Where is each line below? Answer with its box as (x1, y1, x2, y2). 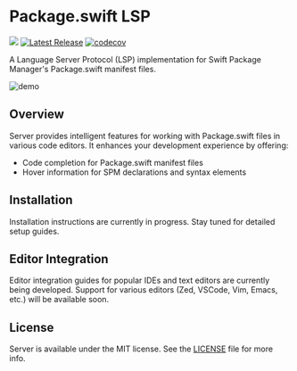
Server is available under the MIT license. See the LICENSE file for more (9, 343, 274, 354)
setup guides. (9, 226, 60, 236)
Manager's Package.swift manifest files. (9, 63, 156, 74)
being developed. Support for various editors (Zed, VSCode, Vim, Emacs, (9, 284, 278, 295)
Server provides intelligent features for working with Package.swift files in (9, 130, 281, 141)
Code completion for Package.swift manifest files (21, 157, 203, 168)
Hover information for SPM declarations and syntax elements (21, 167, 247, 177)
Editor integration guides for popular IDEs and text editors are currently (9, 275, 270, 286)
